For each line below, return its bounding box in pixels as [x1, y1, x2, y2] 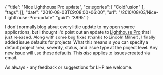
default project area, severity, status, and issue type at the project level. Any [5, 45, 158, 50]
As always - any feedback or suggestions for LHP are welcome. [5, 64, 133, 70]
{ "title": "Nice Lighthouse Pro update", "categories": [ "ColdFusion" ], [5, 4, 145, 10]
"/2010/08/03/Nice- [118, 9, 158, 15]
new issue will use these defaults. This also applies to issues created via [5, 50, 150, 56]
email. [5, 55, 18, 60]
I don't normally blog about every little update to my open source [5, 24, 135, 30]
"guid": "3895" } [55, 15, 89, 20]
